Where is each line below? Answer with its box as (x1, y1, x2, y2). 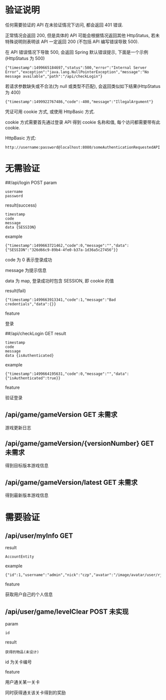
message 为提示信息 (5, 267, 47, 273)
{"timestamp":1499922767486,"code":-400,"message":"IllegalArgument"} (5, 99, 154, 104)
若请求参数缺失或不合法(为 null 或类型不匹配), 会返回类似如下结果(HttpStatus (5, 83, 161, 89)
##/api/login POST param (5, 179, 57, 185)
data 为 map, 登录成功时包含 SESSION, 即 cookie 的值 (5, 278, 114, 284)
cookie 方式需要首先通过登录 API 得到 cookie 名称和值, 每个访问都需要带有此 (5, 119, 161, 125)
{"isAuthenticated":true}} (5, 375, 61, 381)
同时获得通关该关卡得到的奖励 (5, 690, 66, 696)
